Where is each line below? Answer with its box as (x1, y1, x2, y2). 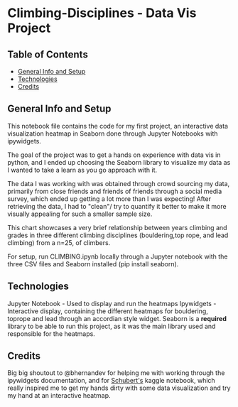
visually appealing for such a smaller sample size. (7, 210, 153, 218)
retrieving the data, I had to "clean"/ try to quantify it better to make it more (7, 202, 227, 210)
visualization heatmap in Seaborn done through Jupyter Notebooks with (7, 129, 218, 138)
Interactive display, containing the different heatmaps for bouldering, (7, 307, 208, 315)
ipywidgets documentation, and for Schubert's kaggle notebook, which (7, 376, 215, 385)
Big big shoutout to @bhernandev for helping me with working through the (7, 369, 225, 377)
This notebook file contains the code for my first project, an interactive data (7, 121, 229, 130)
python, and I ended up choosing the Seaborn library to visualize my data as (7, 158, 231, 166)
